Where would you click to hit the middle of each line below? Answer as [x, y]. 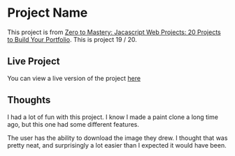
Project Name [48, 13]
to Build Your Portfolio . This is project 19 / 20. [72, 39]
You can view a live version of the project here [74, 78]
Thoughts [29, 100]
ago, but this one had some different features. [73, 124]
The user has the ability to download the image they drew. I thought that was [117, 138]
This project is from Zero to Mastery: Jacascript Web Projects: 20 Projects [114, 32]
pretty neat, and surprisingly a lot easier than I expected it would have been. [117, 145]
